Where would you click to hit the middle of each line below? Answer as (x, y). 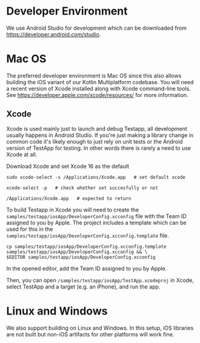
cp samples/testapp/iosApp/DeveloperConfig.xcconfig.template (86, 247)
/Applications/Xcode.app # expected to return (69, 198)
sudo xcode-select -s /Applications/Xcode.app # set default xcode (96, 177)
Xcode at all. (22, 154)
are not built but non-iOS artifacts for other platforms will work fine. (90, 334)
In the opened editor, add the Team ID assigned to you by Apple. (87, 268)
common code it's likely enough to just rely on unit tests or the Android (95, 141)
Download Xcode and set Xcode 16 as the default (68, 166)
